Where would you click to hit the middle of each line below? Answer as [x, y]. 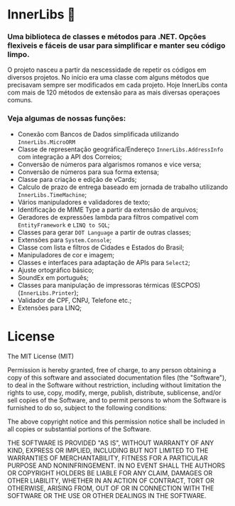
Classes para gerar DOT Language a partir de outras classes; [104, 232]
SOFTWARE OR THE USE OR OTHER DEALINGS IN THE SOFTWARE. [107, 495]
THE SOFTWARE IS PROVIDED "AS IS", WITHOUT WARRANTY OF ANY [111, 443]
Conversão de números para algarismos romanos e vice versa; [109, 164]
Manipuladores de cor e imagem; [66, 254]
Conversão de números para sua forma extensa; [88, 172]
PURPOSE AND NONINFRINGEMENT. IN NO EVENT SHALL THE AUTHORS [116, 465]
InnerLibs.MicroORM [47, 142]
